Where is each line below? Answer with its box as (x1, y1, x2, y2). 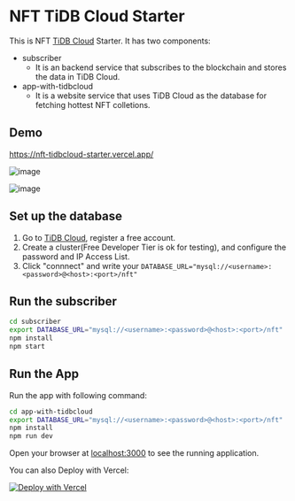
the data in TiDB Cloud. (35, 71, 120, 81)
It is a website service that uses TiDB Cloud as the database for (35, 90, 268, 101)
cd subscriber (9, 317, 62, 327)
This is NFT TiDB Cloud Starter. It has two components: (9, 35, 211, 46)
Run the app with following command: (9, 389, 148, 400)
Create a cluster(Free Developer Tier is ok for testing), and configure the (21, 242, 286, 252)
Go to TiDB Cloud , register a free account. (21, 232, 175, 243)
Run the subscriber (9, 294, 118, 309)
